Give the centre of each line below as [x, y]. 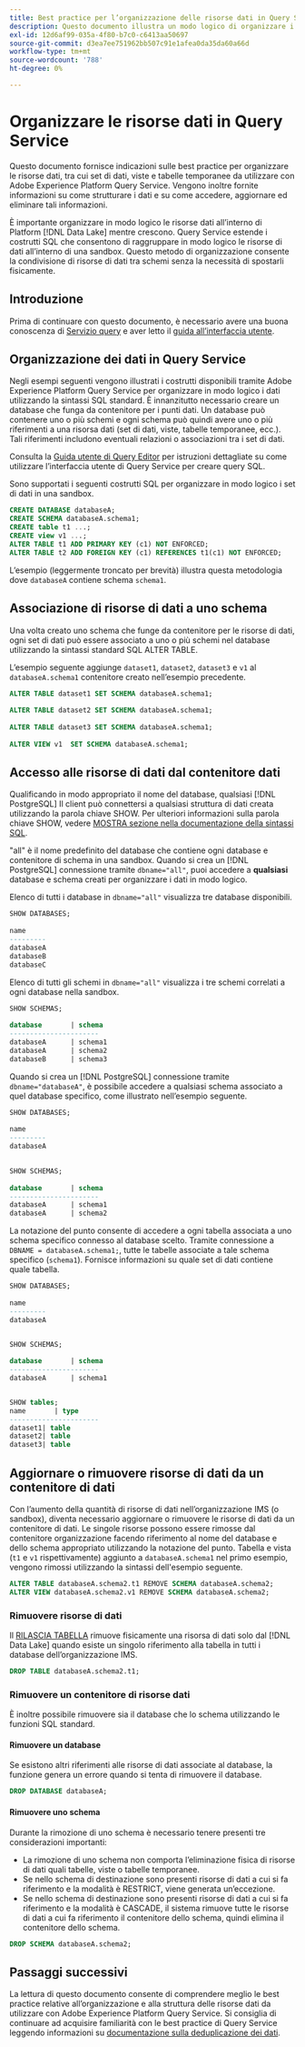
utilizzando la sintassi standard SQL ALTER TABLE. [103, 649]
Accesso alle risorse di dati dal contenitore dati [145, 773]
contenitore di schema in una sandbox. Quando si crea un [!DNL [129, 860]
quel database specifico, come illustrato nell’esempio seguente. [128, 1096]
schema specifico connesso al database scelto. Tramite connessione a [142, 1240]
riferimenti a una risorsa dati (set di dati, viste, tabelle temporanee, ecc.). [145, 429]
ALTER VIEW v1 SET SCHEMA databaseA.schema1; [99, 744]
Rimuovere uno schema [55, 1811]
